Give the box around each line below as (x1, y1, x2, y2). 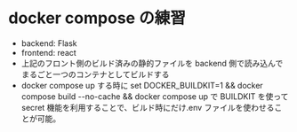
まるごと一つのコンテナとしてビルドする (20, 68, 170, 80)
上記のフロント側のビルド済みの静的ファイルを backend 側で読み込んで (20, 58, 284, 68)
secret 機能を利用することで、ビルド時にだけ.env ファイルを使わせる (20, 102, 275, 113)
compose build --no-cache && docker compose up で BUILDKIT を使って (20, 90, 289, 102)
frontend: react (20, 47, 76, 58)
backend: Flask (20, 37, 77, 49)
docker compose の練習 (8, 8, 186, 28)
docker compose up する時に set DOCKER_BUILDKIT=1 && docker (20, 80, 263, 90)
